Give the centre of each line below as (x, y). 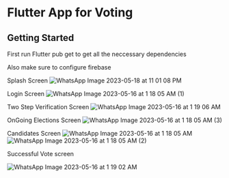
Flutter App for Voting (70, 13)
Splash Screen (28, 80)
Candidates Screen (34, 133)
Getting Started (41, 38)
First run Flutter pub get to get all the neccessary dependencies (97, 54)
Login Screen (26, 94)
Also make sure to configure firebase (59, 67)
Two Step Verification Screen (48, 107)
